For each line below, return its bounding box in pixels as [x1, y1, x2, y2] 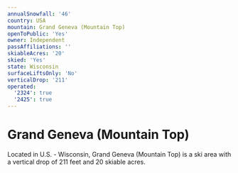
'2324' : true [13, 89, 53, 96]
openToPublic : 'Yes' [7, 30, 69, 38]
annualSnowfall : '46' [7, 10, 72, 18]
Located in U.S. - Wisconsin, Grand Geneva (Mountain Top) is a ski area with [7, 150, 232, 158]
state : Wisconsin [7, 63, 59, 70]
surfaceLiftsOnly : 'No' [7, 69, 78, 77]
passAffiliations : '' [7, 43, 72, 50]
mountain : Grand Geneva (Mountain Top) [7, 23, 126, 30]
